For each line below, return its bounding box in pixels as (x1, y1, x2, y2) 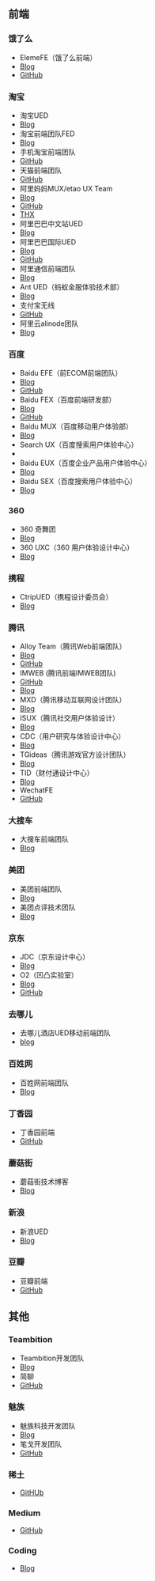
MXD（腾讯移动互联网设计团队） (19, 695, 127, 705)
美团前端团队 (19, 884, 62, 894)
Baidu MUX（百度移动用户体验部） (19, 422, 133, 431)
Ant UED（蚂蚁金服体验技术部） (19, 282, 124, 291)
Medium (8, 1507, 41, 1519)
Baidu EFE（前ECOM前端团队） (19, 369, 123, 378)
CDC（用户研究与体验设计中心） (19, 732, 126, 741)
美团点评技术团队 (19, 902, 76, 912)
